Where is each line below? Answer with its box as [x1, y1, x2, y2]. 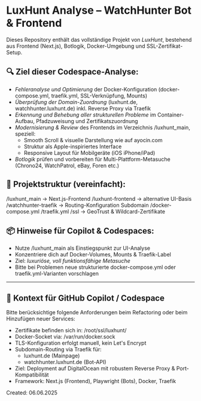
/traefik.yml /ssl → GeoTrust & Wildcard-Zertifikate [41, 207, 166, 215]
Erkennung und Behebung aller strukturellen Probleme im [14, 111, 157, 118]
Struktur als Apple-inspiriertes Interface [23, 143, 122, 150]
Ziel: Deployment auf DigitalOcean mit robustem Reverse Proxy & [14, 365, 175, 372]
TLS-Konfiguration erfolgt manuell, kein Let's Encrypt [14, 339, 147, 347]
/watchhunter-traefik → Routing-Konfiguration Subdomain [6, 201, 150, 209]
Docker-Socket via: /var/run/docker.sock [14, 333, 115, 341]
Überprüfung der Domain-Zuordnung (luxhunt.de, [14, 98, 138, 105]
